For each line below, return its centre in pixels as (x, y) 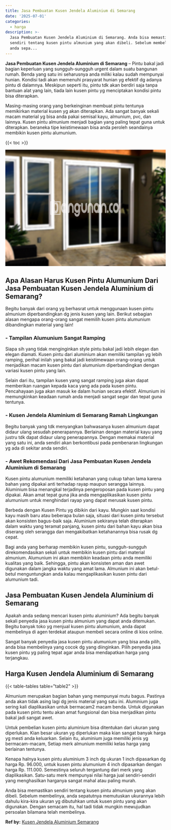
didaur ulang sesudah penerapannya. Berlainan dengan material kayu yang (84, 432)
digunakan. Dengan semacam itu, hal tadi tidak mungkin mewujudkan (78, 807)
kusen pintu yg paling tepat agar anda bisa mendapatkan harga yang (77, 652)
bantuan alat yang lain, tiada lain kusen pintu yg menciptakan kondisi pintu (83, 90)
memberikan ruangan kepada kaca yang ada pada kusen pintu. (71, 386)
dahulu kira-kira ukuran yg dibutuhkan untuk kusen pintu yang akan (76, 801)
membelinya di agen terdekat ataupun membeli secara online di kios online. (84, 632)
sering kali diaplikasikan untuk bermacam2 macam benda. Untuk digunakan (85, 706)
